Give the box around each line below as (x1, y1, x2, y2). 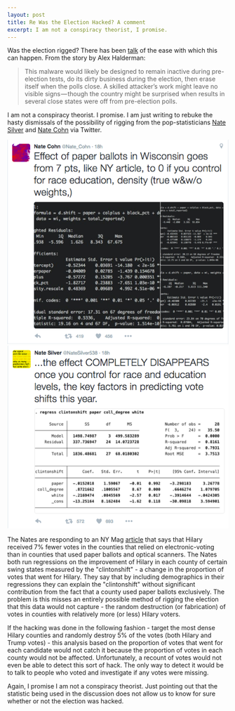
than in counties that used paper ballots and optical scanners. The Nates (7, 550, 217, 559)
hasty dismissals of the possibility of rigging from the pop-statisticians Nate (7, 118, 227, 126)
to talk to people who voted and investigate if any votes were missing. (7, 668, 209, 677)
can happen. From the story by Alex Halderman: (7, 53, 146, 63)
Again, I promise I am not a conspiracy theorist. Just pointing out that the (7, 681, 218, 690)
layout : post (7, 11, 46, 18)
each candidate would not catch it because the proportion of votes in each (7, 646, 223, 654)
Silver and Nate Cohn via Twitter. (7, 126, 102, 134)
